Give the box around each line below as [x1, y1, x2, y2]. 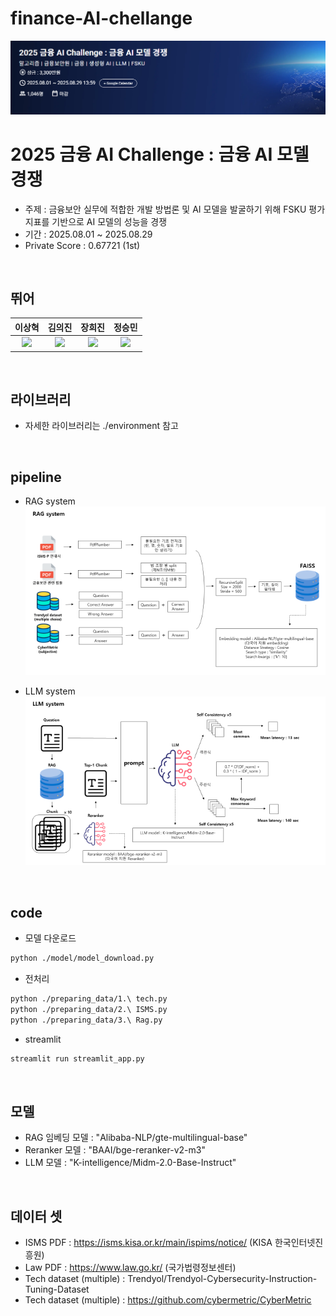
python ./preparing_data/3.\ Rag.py [10, 1015, 163, 1025]
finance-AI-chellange [10, 7, 193, 30]
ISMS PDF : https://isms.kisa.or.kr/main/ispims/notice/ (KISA [24, 1237, 273, 1249]
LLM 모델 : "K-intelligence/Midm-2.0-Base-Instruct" [24, 1157, 237, 1169]
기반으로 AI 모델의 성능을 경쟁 [51, 215, 168, 227]
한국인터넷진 [274, 1237, 324, 1249]
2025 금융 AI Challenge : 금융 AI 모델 [10, 143, 310, 166]
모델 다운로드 [24, 932, 77, 944]
